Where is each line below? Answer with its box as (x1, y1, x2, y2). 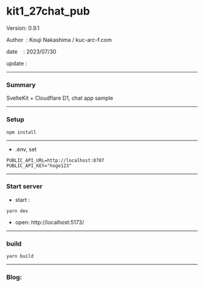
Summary (6, 80, 36, 89)
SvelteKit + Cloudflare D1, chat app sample (6, 94, 114, 102)
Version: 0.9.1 (6, 24, 40, 32)
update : (6, 60, 27, 67)
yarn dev (6, 208, 29, 214)
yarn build (6, 254, 34, 260)
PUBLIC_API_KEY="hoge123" (6, 162, 72, 168)
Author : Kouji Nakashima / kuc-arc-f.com (6, 36, 112, 43)
